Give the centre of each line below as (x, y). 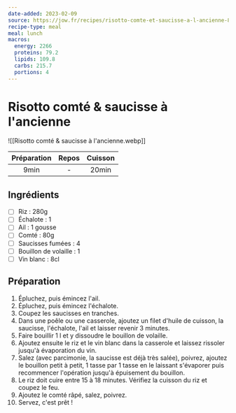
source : (19, 20)
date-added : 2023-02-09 (43, 14)
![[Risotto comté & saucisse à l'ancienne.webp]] (77, 141)
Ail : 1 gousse (37, 227)
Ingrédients (34, 195)
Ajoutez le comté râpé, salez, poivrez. (72, 395)
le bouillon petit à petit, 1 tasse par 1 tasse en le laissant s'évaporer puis (121, 365)
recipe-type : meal (35, 27)
